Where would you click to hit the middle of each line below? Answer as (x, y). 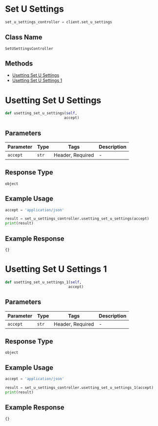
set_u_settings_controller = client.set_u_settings (59, 22)
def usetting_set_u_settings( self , (41, 113)
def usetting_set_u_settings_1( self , (43, 282)
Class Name (24, 37)
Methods (19, 64)
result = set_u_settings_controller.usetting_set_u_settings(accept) (77, 219)
